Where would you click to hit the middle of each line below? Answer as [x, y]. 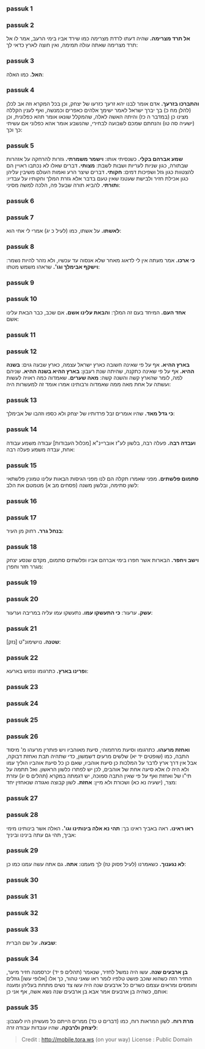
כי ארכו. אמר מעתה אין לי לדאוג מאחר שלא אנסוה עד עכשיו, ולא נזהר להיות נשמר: [101, 260]
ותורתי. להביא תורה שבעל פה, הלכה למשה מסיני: [63, 185]
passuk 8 [20, 247]
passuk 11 [21, 335]
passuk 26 [22, 736]
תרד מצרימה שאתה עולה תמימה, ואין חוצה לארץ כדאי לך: [72, 45]
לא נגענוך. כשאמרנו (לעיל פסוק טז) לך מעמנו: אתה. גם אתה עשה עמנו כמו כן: [96, 864]
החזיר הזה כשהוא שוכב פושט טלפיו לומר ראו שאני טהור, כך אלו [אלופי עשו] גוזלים [99, 978]
